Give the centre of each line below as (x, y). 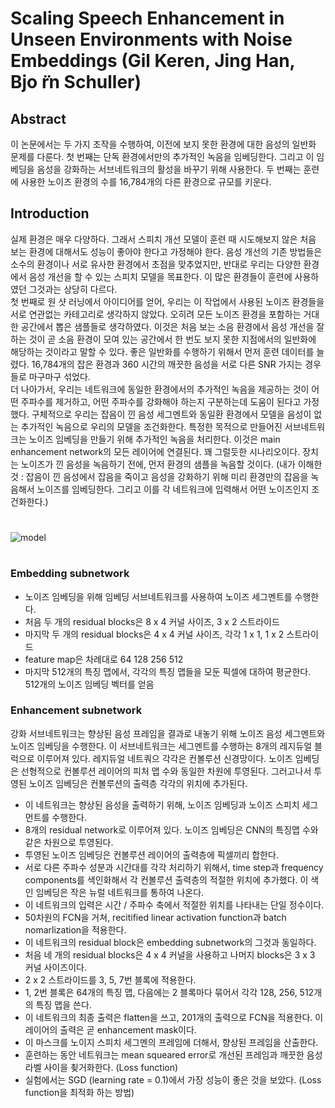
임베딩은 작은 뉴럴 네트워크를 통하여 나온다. (120, 892)
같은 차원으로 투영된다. (69, 842)
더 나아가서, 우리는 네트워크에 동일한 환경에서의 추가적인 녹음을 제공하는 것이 (160, 389)
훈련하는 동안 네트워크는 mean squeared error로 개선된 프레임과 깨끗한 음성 (173, 1054)
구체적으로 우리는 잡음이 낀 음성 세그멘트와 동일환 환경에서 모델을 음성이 (171, 414)
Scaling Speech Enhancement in (147, 18)
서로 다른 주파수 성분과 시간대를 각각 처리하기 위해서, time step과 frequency (174, 867)
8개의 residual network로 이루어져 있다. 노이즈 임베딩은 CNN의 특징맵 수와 (171, 829)
